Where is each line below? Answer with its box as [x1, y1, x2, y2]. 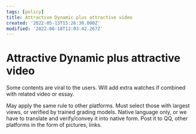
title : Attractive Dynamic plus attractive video [6, 14, 133, 20]
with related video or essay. [6, 91, 75, 98]
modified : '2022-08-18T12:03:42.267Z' [6, 25, 103, 32]
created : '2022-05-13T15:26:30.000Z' [6, 20, 101, 26]
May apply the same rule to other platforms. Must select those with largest [6, 102, 190, 109]
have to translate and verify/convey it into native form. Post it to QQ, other [6, 115, 188, 122]
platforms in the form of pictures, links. [6, 121, 102, 129]
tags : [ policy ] [6, 8, 44, 15]
